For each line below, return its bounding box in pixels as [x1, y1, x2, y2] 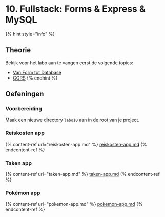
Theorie [5, 46, 31, 54]
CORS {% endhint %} [12, 75, 58, 81]
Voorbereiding [5, 105, 42, 112]
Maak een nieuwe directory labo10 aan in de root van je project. [5, 116, 140, 123]
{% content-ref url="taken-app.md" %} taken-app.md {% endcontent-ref [5, 171, 160, 177]
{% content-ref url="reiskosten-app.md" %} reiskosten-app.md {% [5, 141, 147, 147]
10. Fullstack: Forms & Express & [5, 3, 146, 15]
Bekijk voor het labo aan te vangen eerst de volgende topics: [5, 60, 133, 66]
